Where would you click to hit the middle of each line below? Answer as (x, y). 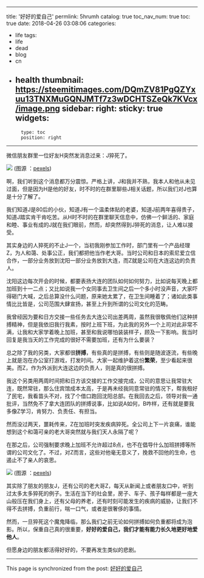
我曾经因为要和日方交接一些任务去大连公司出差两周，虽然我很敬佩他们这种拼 (102, 317)
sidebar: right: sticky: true (112, 109)
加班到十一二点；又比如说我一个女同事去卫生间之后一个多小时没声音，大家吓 (102, 288)
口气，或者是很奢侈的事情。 (110, 509)
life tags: (26, 35)
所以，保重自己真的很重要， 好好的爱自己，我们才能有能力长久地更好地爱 (107, 529)
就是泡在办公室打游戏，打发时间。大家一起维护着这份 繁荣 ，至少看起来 (99, 360)
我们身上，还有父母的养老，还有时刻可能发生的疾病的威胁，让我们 (110, 501)
